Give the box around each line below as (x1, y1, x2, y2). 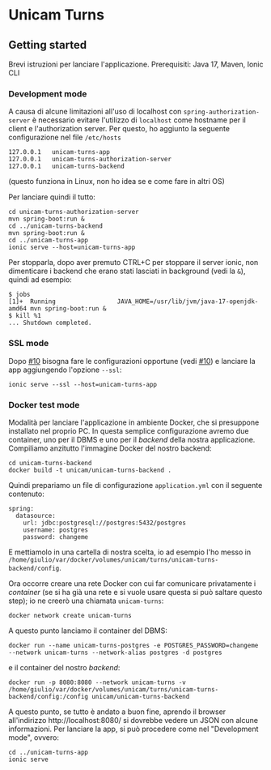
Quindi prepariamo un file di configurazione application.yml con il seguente (8, 480, 263, 490)
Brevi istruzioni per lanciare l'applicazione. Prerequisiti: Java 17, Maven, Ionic (8, 59, 264, 69)
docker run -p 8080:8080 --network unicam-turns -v (8, 678, 186, 687)
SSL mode (8, 338, 49, 349)
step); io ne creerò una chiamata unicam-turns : (8, 596, 164, 605)
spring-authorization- (183, 108, 260, 117)
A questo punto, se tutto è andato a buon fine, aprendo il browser (8, 707, 227, 717)
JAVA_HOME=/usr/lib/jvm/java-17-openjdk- (116, 297, 259, 306)
